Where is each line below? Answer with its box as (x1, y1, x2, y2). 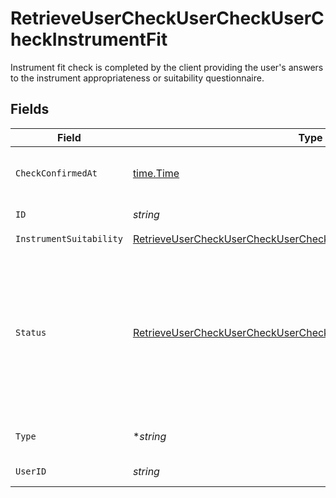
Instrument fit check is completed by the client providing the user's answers (10, 61, 324, 73)
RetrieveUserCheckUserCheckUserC (10, 7, 325, 30)
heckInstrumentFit (10, 28, 168, 51)
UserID (15, 465, 47, 477)
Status (15, 327, 47, 338)
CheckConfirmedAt (15, 167, 98, 179)
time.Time (132, 166, 180, 180)
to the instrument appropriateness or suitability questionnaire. (10, 72, 265, 84)
